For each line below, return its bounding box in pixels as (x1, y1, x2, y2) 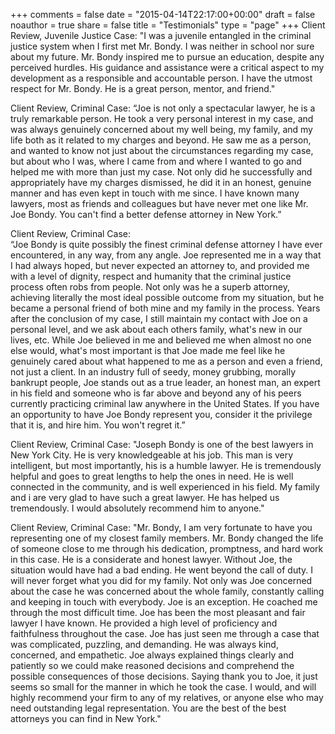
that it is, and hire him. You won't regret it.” (10, 419, 186, 431)
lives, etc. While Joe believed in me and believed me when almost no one (10, 334, 312, 346)
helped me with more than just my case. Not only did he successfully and (10, 166, 313, 178)
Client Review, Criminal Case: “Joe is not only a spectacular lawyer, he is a (10, 102, 316, 114)
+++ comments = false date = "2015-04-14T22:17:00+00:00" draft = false (10, 9, 316, 20)
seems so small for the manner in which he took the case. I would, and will (10, 681, 317, 693)
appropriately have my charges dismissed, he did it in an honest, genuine (10, 177, 312, 188)
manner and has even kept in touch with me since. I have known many (10, 187, 300, 199)
